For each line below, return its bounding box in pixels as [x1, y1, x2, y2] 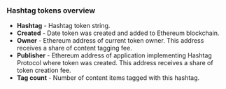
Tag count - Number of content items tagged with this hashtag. [16, 74, 200, 82]
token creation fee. [16, 66, 71, 75]
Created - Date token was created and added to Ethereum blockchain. [16, 29, 220, 37]
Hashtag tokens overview [6, 6, 96, 15]
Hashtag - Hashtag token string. [16, 22, 111, 30]
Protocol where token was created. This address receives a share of [16, 59, 214, 67]
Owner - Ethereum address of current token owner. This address [16, 36, 204, 45]
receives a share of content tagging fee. [16, 44, 132, 53]
